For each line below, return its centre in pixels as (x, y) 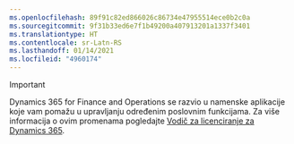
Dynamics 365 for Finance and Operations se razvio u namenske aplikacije (147, 102)
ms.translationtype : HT (54, 34)
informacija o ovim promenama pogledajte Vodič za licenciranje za (132, 121)
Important (27, 85)
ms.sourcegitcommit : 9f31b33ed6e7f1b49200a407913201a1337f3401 (130, 26)
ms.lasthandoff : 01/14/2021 (62, 51)
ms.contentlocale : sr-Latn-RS (66, 42)
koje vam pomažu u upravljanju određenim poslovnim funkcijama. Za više (145, 111)
